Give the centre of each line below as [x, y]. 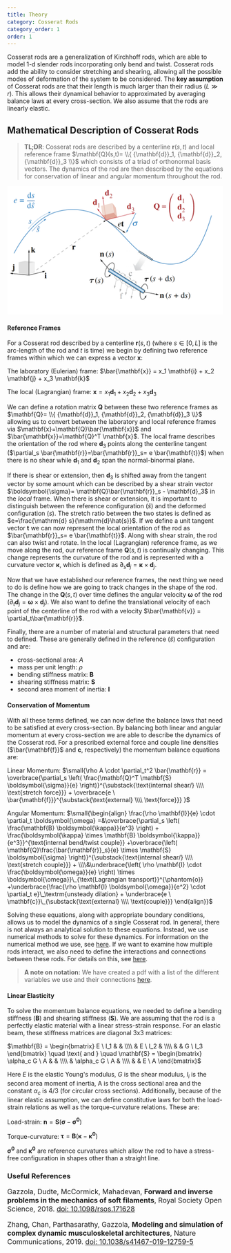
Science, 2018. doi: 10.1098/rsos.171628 [71, 1209]
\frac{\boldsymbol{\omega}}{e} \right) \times [71, 872]
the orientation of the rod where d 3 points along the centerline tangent [107, 444]
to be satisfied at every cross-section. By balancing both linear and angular [114, 728]
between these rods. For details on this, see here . [78, 959]
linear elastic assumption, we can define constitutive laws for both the [107, 1099]
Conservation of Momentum [49, 705]
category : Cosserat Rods [43, 22]
